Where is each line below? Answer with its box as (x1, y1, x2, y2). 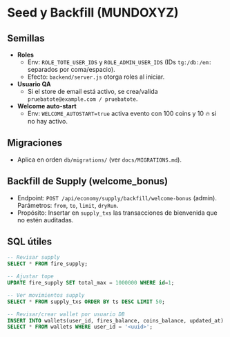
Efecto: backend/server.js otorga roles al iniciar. (27, 73, 165, 81)
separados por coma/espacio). (27, 66, 115, 73)
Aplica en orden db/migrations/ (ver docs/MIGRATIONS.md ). (17, 155, 182, 164)
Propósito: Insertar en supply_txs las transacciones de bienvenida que (17, 209, 218, 217)
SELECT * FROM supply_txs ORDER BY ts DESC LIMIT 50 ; (7, 298, 166, 305)
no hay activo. (27, 117, 68, 125)
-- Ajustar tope (7, 273, 54, 280)
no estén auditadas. (17, 215, 74, 224)
